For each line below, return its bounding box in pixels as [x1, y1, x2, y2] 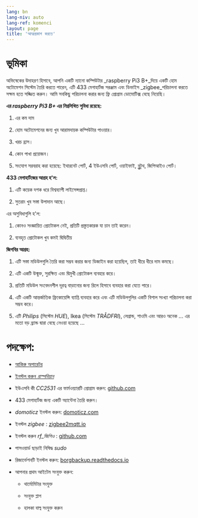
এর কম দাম [14, 114, 35, 121]
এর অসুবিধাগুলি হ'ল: [6, 210, 41, 217]
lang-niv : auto [6, 14, 44, 20]
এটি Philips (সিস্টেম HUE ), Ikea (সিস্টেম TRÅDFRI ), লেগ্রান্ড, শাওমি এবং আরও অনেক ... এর [14, 312, 190, 320]
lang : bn [6, 8, 28, 15]
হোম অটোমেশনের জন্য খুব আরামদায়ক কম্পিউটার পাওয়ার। [14, 126, 113, 133]
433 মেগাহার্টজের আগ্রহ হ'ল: [6, 174, 58, 181]
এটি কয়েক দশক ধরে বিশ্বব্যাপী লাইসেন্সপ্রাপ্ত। [14, 186, 89, 193]
